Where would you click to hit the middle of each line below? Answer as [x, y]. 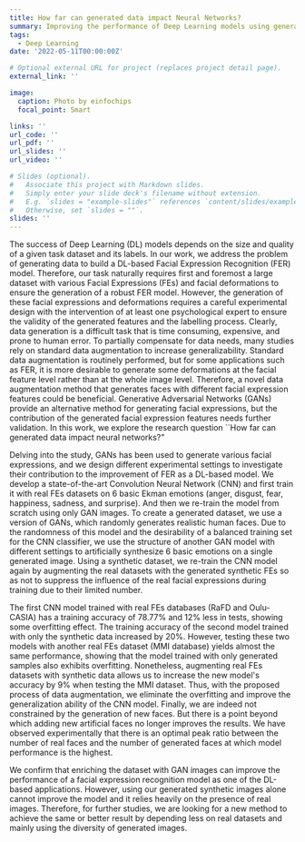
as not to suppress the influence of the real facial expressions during [138, 580]
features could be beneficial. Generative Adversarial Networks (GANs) [141, 399]
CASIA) [23, 618]
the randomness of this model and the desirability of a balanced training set [151, 532]
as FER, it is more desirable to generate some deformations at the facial [143, 370]
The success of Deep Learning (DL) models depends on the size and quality [152, 244]
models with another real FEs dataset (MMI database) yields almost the [142, 647]
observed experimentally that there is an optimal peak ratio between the [144, 733]
